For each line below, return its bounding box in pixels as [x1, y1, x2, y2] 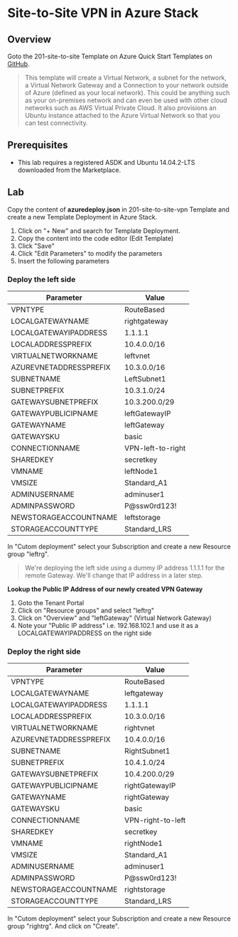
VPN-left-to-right [124, 443, 186, 453]
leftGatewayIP [124, 408, 171, 418]
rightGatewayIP [124, 781, 176, 791]
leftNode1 [124, 466, 158, 476]
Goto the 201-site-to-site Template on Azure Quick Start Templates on [7, 52, 212, 60]
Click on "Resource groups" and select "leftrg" [17, 606, 155, 614]
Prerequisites [7, 139, 68, 151]
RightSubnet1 [124, 746, 171, 756]
